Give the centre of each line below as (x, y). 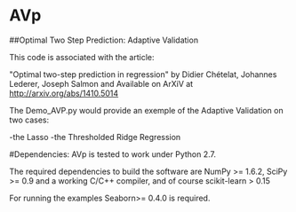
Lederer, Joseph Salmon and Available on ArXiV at (101, 83)
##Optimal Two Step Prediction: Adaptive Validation (104, 40)
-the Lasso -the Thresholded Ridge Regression (95, 137)
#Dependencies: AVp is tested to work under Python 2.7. (112, 154)
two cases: (29, 120)
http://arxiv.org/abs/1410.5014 (64, 93)
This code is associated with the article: (82, 57)
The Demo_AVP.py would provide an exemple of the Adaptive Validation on (146, 110)
